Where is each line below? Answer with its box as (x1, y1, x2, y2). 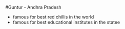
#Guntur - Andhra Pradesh (5, 4, 61, 10)
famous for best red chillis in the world (12, 14, 94, 19)
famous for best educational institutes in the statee (12, 19, 120, 25)
